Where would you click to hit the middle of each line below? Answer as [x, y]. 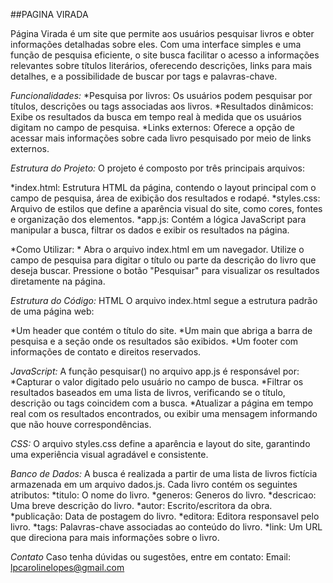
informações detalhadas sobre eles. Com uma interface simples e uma [156, 44]
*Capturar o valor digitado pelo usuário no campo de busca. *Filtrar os [157, 382]
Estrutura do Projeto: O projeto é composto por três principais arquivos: [158, 168]
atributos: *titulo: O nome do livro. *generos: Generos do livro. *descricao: [163, 495]
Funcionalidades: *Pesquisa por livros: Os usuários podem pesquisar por [161, 95]
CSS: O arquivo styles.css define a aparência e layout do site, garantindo [160, 443]
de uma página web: [52, 311]
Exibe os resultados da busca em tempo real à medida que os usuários [156, 117]
